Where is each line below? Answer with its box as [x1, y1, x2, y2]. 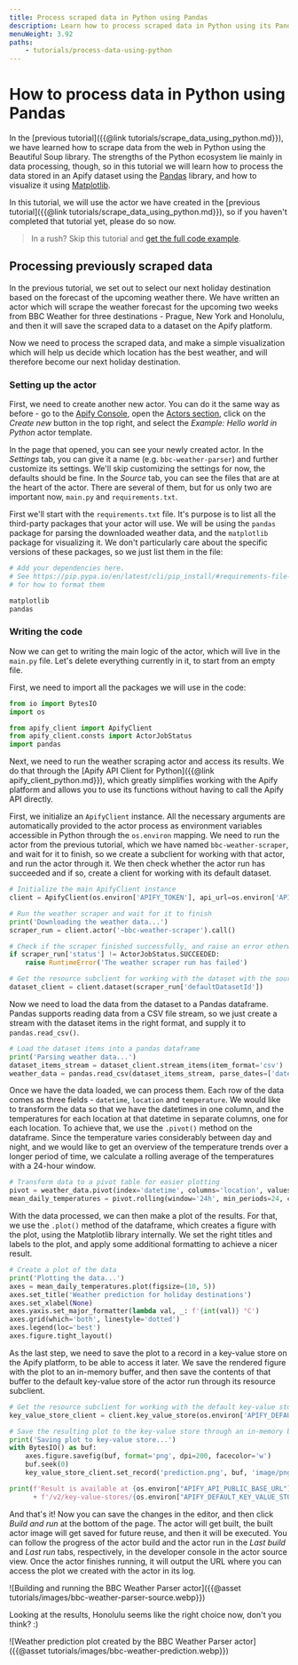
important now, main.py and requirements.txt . [9, 492, 178, 502]
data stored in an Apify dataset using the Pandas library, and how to [9, 171, 257, 181]
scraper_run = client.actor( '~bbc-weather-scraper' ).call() [9, 925, 237, 934]
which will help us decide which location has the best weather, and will [9, 347, 268, 357]
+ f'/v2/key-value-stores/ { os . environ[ [32, 1493, 180, 1501]
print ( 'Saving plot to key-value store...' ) [9, 1435, 176, 1445]
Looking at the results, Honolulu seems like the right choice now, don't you [9, 1609, 282, 1620]
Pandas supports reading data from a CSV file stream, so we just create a [9, 1008, 278, 1019]
